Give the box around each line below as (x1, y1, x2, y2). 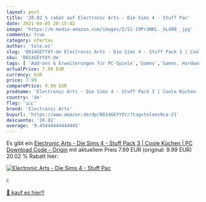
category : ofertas (6, 37, 53, 43)
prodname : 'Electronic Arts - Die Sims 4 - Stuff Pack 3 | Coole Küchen (6, 89, 196, 95)
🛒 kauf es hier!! (6, 189, 45, 196)
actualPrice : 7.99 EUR (6, 65, 64, 72)
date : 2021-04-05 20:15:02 (6, 20, 75, 26)
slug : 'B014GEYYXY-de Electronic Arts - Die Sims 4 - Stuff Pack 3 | (6, 49, 188, 55)
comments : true (6, 32, 45, 38)
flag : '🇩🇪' (6, 100, 37, 106)
